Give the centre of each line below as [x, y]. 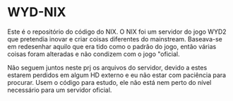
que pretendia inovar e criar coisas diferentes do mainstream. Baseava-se [115, 39]
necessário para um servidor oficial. [60, 90]
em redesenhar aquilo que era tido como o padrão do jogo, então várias [112, 46]
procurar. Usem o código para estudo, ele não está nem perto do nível [109, 82]
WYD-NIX [37, 12]
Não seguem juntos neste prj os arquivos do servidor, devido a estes [107, 67]
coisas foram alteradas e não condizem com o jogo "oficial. [94, 54]
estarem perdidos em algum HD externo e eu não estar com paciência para [117, 75]
